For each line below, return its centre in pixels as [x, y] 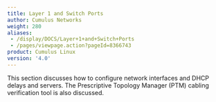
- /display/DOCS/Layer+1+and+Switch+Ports [72, 39]
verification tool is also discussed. [56, 92]
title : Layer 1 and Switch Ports [55, 13]
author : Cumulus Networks [44, 20]
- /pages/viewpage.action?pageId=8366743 [71, 45]
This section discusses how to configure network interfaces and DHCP [108, 78]
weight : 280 [24, 26]
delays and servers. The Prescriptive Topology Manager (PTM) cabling [108, 85]
